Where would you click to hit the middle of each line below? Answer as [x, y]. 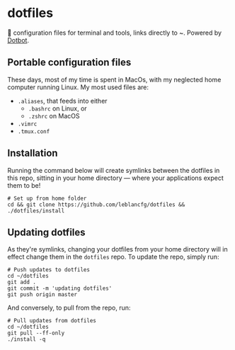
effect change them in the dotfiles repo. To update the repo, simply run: [113, 257]
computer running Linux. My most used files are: [78, 87]
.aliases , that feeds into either [62, 101]
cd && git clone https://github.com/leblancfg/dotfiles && [96, 204]
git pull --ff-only [36, 333]
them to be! [24, 185]
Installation [33, 153]
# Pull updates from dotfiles [52, 321]
